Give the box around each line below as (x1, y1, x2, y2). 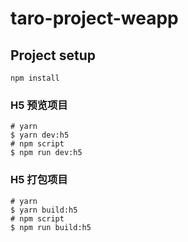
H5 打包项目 (10, 173, 68, 187)
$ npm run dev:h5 (10, 148, 83, 158)
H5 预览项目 (10, 98, 68, 112)
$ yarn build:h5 (10, 205, 78, 215)
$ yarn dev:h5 (10, 130, 70, 141)
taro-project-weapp (10, 7, 179, 30)
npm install (10, 73, 60, 83)
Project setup (10, 47, 97, 64)
